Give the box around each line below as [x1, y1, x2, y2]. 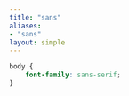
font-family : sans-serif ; [25, 70, 122, 80]
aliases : [9, 21, 42, 30]
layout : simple [9, 37, 66, 47]
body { [9, 62, 34, 71]
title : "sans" [9, 12, 62, 22]
